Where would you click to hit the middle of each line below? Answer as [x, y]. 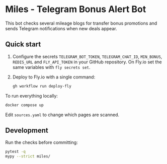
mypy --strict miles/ [28, 156]
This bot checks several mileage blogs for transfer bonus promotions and [81, 23]
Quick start [23, 45]
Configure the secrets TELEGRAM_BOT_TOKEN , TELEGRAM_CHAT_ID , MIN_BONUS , [87, 56]
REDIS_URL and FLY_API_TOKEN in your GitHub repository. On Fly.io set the [87, 62]
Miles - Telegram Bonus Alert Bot [76, 9]
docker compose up [24, 105]
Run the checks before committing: [41, 142]
